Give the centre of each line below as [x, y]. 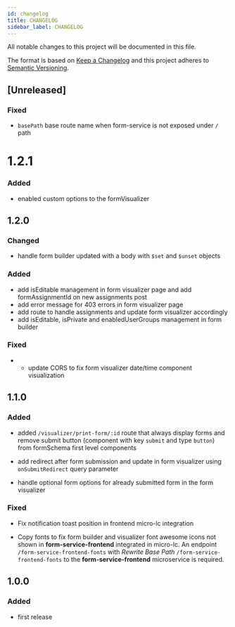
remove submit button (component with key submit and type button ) [116, 440]
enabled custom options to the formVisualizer [83, 198]
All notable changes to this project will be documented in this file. [102, 47]
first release [35, 616]
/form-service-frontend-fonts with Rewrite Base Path [96, 552]
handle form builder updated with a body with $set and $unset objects [119, 256]
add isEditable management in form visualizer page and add [104, 290]
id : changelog [28, 14]
